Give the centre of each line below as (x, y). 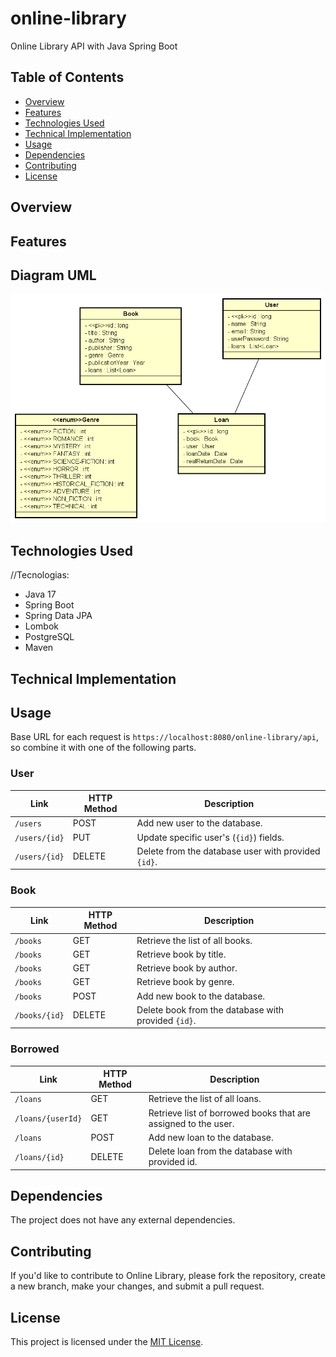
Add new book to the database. (201, 996)
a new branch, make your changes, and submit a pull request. (137, 1286)
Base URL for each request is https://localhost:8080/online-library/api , (164, 737)
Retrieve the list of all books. (194, 940)
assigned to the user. (191, 1123)
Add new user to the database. (199, 823)
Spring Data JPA (58, 616)
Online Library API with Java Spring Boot (94, 46)
